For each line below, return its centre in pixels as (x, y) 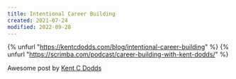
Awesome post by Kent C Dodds (55, 68)
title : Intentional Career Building (61, 14)
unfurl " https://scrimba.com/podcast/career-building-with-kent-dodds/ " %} (118, 54)
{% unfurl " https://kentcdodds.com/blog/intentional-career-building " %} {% (118, 47)
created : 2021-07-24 (38, 20)
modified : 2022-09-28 (39, 27)
